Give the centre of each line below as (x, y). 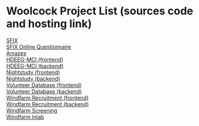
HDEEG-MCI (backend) (35, 66)
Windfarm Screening (32, 110)
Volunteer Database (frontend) (44, 85)
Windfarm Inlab (25, 117)
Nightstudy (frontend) (33, 72)
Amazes (16, 53)
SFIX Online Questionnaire (39, 47)
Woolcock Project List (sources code (100, 11)
